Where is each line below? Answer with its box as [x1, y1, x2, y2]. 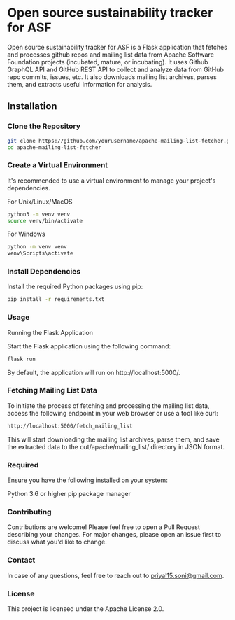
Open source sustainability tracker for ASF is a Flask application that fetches [7, 43, 227, 51]
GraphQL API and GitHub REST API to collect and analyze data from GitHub [7, 65, 224, 73]
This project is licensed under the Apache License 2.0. [7, 604, 164, 613]
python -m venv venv [7, 244, 68, 251]
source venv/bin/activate [7, 217, 83, 225]
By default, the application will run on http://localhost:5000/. [7, 368, 180, 376]
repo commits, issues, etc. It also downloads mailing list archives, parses [7, 72, 217, 81]
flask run [7, 355, 36, 362]
